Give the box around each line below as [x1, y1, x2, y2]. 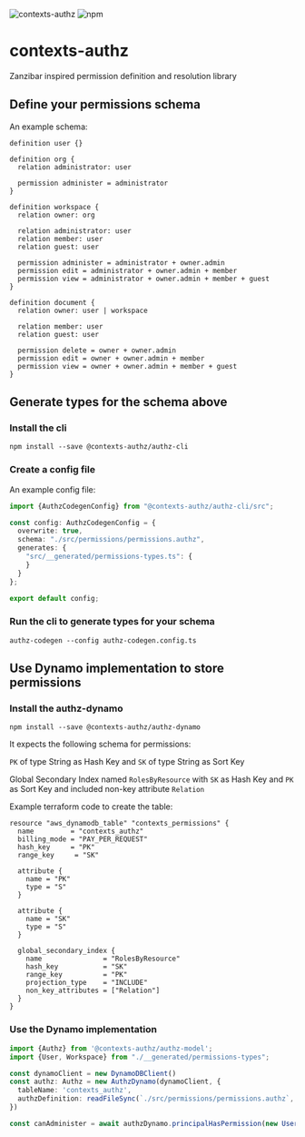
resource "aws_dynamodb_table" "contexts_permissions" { [9, 819, 230, 828]
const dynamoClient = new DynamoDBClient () [9, 1069, 177, 1078]
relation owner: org [17, 210, 95, 219]
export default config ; [9, 594, 100, 603]
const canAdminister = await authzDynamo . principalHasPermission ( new [9, 1119, 279, 1128]
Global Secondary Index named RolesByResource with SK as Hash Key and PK [9, 774, 294, 785]
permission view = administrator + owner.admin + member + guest [17, 274, 271, 283]
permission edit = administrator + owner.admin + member [17, 266, 238, 275]
